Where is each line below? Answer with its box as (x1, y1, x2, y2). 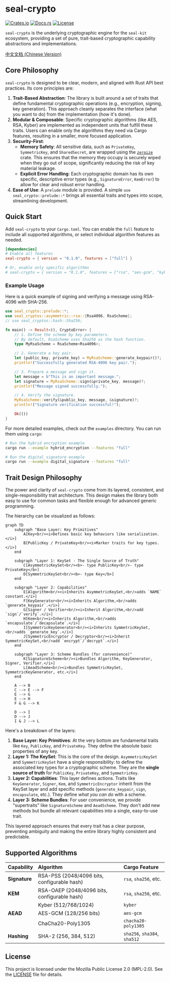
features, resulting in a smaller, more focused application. (12, 133, 133, 139)
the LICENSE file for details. (5, 971, 63, 977)
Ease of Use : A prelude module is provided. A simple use (12, 187, 131, 193)
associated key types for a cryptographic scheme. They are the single (12, 764, 159, 771)
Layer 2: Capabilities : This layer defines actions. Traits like (12, 775, 136, 782)
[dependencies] (5, 246, 37, 252)
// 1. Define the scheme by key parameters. (14, 332, 110, 337)
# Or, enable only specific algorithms (5, 265, 90, 270)
